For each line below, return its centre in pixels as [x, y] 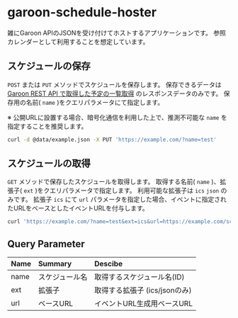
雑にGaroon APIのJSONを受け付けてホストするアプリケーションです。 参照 [117, 33]
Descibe [108, 264]
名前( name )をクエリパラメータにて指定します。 [95, 102]
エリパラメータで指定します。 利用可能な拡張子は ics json [134, 191]
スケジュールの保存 [49, 66]
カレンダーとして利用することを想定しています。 [78, 41]
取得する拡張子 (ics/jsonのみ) [143, 290]
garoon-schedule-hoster [82, 12]
